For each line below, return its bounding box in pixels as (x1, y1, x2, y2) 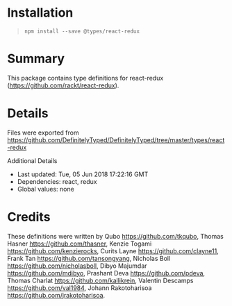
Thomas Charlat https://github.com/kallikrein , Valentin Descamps (7, 276, 194, 284)
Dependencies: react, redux (17, 177, 97, 185)
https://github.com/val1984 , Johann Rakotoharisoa (7, 283, 152, 292)
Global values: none (17, 185, 74, 193)
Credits (7, 210, 51, 225)
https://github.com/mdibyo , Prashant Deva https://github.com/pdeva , (7, 269, 206, 277)
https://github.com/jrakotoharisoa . (7, 291, 106, 299)
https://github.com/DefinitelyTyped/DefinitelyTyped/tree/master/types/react (7, 135, 225, 144)
